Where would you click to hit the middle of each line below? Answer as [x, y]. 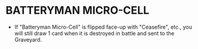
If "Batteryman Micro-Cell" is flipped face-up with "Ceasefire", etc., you [103, 27]
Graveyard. [28, 39]
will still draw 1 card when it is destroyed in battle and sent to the [94, 33]
